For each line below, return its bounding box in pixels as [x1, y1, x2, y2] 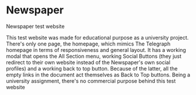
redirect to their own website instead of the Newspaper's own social [6, 59, 171, 66]
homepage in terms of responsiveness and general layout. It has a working [6, 46, 186, 53]
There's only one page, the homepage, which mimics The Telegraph [6, 40, 171, 47]
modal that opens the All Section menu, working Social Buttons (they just [6, 52, 182, 59]
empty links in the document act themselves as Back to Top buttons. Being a [6, 71, 191, 78]
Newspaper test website [6, 23, 65, 30]
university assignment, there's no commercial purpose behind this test [6, 77, 176, 85]
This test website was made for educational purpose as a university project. [6, 34, 189, 41]
